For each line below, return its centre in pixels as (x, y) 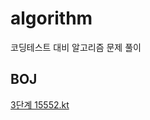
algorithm (51, 18)
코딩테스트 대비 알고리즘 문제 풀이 (76, 47)
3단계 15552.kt (40, 104)
